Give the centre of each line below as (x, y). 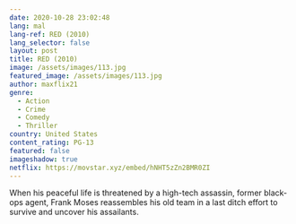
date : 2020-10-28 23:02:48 (60, 17)
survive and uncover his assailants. (74, 212)
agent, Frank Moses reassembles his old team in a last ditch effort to (152, 202)
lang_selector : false (50, 43)
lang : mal (28, 26)
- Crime (32, 109)
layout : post (34, 51)
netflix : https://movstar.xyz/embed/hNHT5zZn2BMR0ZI (110, 168)
